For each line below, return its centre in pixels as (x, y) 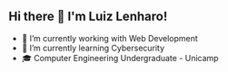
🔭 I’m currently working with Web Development (110, 38)
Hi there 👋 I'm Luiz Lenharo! (88, 17)
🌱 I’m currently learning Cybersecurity (93, 48)
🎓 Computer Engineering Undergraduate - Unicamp (120, 58)
